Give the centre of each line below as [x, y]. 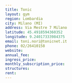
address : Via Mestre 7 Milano [36, 28]
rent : [11, 73]
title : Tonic [18, 10]
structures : [17, 69]
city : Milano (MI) [24, 23]
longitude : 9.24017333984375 [35, 37]
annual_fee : [17, 55]
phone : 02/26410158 [25, 46]
